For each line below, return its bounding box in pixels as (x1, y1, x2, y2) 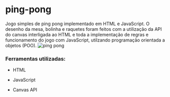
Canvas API (12, 87, 37, 93)
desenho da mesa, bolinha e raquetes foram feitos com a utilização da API (5, 26, 162, 32)
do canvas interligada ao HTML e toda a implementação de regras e (5, 31, 148, 37)
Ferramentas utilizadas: (5, 55, 66, 62)
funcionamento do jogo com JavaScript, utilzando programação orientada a (5, 37, 165, 43)
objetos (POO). (5, 42, 37, 48)
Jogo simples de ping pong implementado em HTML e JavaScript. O (5, 21, 150, 27)
